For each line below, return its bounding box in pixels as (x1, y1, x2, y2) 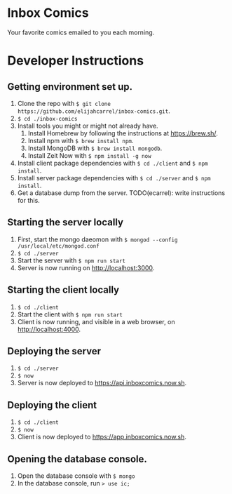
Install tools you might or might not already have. (17, 121, 159, 130)
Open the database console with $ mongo (17, 472, 135, 480)
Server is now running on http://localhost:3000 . (17, 263, 155, 272)
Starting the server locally (7, 216, 124, 229)
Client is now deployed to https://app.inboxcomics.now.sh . (17, 433, 187, 441)
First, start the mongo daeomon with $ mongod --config (17, 235, 178, 243)
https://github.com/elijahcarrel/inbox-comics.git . (17, 107, 170, 115)
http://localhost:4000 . (17, 325, 81, 333)
